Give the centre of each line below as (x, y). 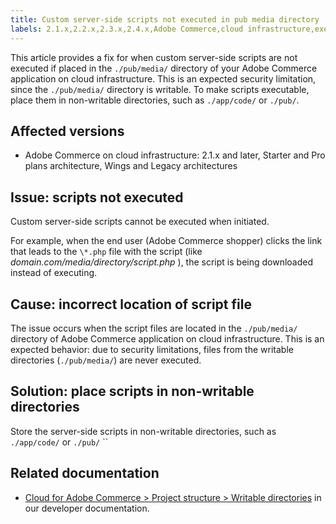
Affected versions (67, 131)
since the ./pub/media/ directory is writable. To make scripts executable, (160, 89)
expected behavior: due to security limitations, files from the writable (152, 349)
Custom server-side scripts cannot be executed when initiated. (140, 222)
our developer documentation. (87, 508)
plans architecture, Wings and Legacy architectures (131, 166)
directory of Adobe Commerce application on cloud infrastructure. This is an (167, 338)
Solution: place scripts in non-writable (132, 391)
